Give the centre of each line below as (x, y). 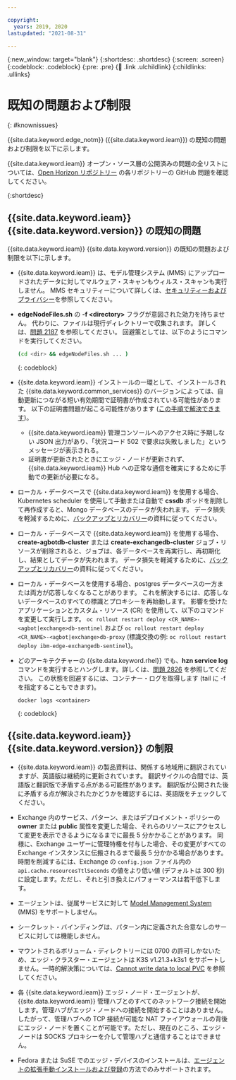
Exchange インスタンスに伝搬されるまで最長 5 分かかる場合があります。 (122, 852)
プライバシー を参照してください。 (67, 299)
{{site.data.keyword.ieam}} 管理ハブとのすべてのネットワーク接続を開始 (122, 1001)
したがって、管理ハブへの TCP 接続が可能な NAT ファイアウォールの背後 (122, 1019)
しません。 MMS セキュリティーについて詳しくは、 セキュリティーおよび (122, 290)
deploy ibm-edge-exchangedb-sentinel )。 (77, 645)
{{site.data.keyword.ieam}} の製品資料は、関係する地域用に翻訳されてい (122, 767)
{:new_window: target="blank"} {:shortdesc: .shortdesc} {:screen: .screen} (116, 59)
